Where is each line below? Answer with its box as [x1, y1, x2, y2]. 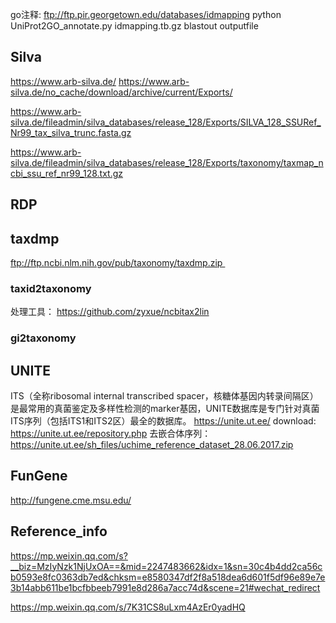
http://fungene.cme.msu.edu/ [10, 494, 132, 506]
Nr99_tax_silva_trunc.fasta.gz [10, 126, 132, 138]
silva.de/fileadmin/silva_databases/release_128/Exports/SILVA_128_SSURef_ [10, 116, 322, 128]
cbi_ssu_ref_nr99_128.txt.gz [10, 167, 124, 179]
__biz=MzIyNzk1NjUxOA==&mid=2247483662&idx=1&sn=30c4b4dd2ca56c [10, 560, 323, 572]
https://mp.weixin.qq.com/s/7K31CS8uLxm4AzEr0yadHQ [10, 601, 246, 613]
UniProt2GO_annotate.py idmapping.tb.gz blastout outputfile [10, 20, 259, 32]
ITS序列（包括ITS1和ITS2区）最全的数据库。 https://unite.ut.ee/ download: [10, 415, 317, 427]
